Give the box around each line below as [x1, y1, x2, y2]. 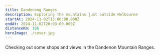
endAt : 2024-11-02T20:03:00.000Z [5, 21, 75, 26]
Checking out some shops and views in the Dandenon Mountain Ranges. [5, 44, 155, 50]
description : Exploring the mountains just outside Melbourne [5, 12, 138, 17]
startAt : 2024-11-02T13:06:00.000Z [5, 16, 80, 21]
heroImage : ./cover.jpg [5, 30, 55, 35]
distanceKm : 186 [5, 26, 39, 31]
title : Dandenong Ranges [5, 7, 57, 12]
